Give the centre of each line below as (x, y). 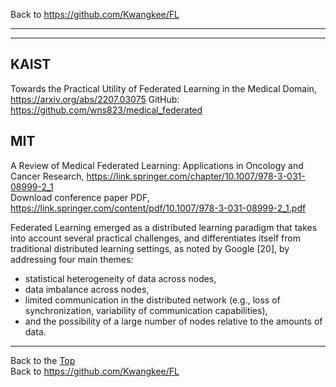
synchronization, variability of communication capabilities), (146, 310)
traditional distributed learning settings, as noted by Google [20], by (150, 248)
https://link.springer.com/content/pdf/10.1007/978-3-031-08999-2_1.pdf (158, 208)
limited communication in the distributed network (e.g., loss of (152, 300)
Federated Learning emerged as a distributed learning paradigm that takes (164, 227)
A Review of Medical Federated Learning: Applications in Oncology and (157, 165)
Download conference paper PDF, (80, 197)
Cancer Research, (47, 176)
